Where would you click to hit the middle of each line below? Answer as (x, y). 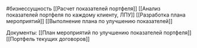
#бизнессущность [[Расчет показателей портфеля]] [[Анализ (83, 9)
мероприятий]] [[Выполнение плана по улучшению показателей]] (89, 21)
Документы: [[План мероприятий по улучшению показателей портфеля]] (99, 33)
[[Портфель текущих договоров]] (48, 39)
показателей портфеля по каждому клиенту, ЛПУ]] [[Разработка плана (96, 15)
